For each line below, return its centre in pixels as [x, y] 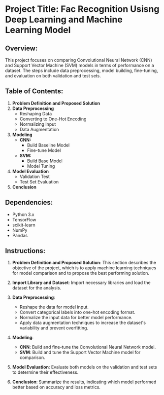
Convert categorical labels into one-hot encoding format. [77, 312]
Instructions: [25, 251]
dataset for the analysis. [37, 288]
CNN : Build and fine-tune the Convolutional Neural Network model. [88, 347]
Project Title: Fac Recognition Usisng [82, 9]
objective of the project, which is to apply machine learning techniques [84, 268]
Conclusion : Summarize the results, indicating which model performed [84, 382]
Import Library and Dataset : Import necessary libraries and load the [82, 283]
